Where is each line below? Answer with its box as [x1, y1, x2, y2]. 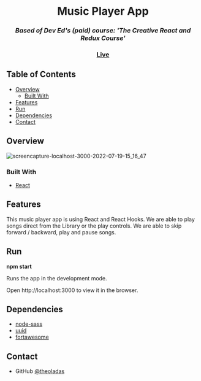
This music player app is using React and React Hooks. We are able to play [6, 215, 195, 223]
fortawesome [15, 333, 49, 341]
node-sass [15, 320, 43, 328]
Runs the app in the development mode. [6, 274, 107, 282]
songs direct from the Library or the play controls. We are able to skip [6, 222, 182, 229]
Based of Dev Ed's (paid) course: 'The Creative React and [15, 26, 191, 35]
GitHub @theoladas [15, 368, 65, 375]
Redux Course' [80, 34, 126, 42]
